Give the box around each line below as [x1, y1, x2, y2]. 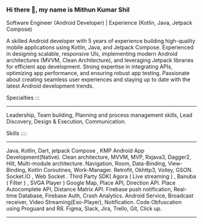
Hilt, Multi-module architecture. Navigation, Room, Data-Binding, [6, 160, 167, 167]
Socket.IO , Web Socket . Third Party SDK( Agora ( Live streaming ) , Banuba [6, 173, 196, 180]
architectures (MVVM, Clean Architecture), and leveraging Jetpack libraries [6, 57, 194, 64]
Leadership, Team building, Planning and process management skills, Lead [6, 111, 193, 119]
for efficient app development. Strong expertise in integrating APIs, [6, 63, 173, 70]
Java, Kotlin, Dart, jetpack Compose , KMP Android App [6, 147, 145, 154]
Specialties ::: [6, 94, 40, 102]
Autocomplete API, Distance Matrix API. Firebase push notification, [6, 186, 173, 193]
